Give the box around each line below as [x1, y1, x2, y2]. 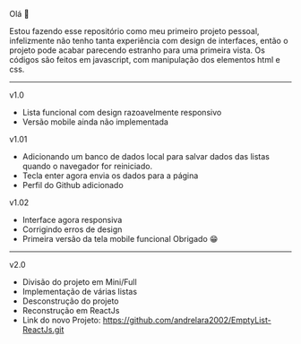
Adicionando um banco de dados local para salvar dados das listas [21, 151, 271, 161]
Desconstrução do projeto [21, 296, 119, 306]
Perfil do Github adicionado [21, 180, 124, 190]
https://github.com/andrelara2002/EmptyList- [102, 314, 271, 325]
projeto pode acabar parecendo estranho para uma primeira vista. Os [9, 45, 266, 56]
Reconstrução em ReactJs [21, 305, 120, 315]
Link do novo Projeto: [21, 314, 101, 325]
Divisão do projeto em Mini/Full [21, 277, 137, 287]
